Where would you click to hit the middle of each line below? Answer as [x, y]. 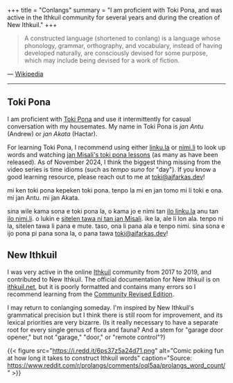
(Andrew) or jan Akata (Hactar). [52, 133]
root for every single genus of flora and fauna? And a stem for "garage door [115, 329]
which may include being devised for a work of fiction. [102, 60]
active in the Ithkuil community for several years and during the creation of [114, 17]
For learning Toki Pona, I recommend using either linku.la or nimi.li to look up [116, 147]
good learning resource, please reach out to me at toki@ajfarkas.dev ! [106, 177]
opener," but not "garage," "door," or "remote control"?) [86, 337]
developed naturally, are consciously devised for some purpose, [116, 53]
